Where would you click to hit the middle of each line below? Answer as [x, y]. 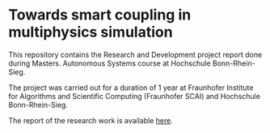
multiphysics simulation [91, 32]
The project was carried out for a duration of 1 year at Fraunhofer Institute [131, 88]
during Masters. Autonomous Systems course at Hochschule [110, 63]
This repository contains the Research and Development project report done [135, 54]
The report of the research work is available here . [91, 120]
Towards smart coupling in [100, 15]
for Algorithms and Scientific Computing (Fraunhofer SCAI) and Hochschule [135, 96]
